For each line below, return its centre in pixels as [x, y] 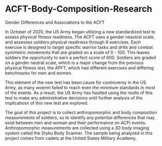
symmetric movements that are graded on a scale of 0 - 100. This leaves [77, 52]
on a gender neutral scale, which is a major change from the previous [74, 63]
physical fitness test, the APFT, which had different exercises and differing [79, 68]
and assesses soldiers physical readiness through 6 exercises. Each [73, 42]
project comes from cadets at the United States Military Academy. [71, 138]
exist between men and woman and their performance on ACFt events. [76, 123]
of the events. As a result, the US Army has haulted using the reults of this [79, 93]
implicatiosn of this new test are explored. [47, 103]
